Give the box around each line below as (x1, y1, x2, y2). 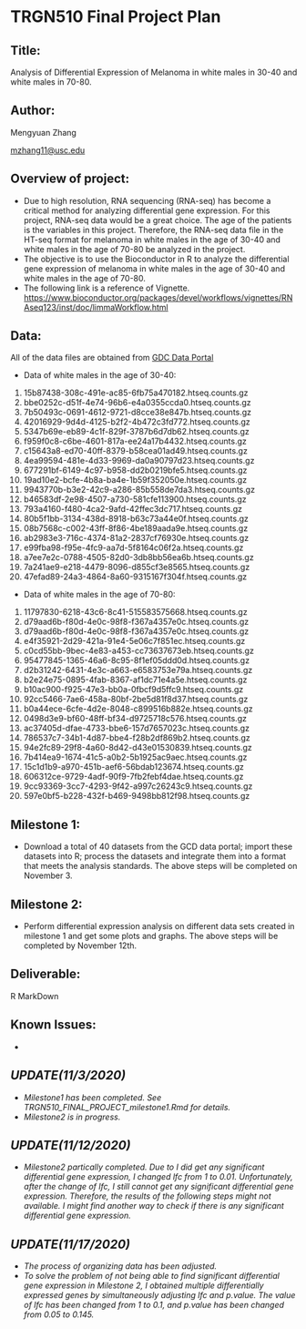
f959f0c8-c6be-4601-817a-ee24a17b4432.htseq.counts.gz (23, 435, 247, 447)
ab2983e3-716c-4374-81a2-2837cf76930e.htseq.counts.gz (23, 533, 250, 544)
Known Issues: (10, 1017, 97, 1033)
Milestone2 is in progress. (23, 1111, 121, 1122)
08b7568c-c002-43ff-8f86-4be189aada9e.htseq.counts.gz (23, 523, 249, 534)
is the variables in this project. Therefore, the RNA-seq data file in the (23, 224, 284, 235)
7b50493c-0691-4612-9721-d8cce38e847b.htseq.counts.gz (23, 407, 252, 418)
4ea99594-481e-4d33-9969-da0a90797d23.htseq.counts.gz (23, 455, 255, 466)
